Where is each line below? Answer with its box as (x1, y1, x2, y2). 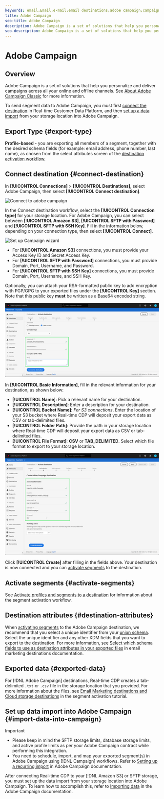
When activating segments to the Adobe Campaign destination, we (5, 624, 140, 630)
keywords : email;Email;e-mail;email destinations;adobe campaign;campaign (5, 8, 161, 13)
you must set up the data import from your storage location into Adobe (5, 778, 147, 784)
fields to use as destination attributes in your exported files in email (5, 645, 140, 651)
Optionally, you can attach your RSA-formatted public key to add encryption (5, 282, 158, 289)
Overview (5, 70, 36, 78)
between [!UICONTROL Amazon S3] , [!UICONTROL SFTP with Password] (5, 218, 155, 223)
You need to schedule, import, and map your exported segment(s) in (12, 753, 150, 759)
